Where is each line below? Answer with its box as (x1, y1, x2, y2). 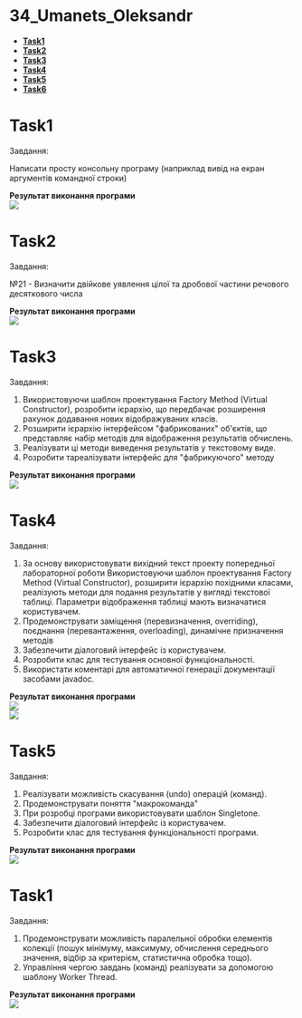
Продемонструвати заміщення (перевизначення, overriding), (22, 616, 259, 626)
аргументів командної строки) (9, 172, 127, 183)
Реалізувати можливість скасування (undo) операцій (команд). (22, 788, 268, 799)
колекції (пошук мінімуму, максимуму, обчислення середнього (22, 942, 269, 953)
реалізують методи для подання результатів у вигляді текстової (22, 587, 271, 597)
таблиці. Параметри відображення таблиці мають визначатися (22, 596, 267, 607)
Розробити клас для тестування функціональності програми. (22, 827, 260, 838)
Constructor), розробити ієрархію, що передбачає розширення (22, 403, 266, 414)
